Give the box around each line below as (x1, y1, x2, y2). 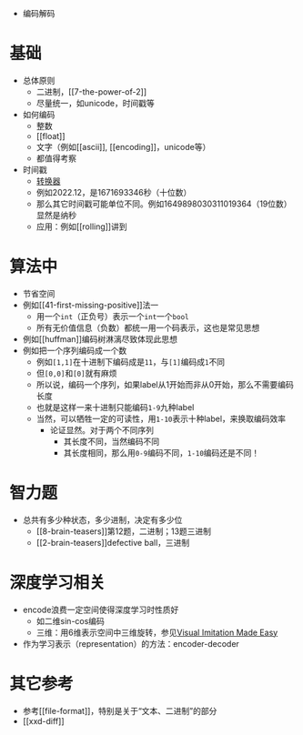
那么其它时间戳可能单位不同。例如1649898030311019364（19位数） (35, 198, 293, 209)
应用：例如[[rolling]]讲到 (35, 221, 127, 232)
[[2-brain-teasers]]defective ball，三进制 (35, 537, 190, 548)
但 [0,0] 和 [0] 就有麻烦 (35, 367, 117, 378)
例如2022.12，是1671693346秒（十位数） (35, 186, 192, 197)
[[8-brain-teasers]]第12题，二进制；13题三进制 (35, 526, 212, 537)
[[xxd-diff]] (22, 715, 65, 726)
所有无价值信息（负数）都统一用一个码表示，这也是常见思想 (35, 322, 260, 333)
